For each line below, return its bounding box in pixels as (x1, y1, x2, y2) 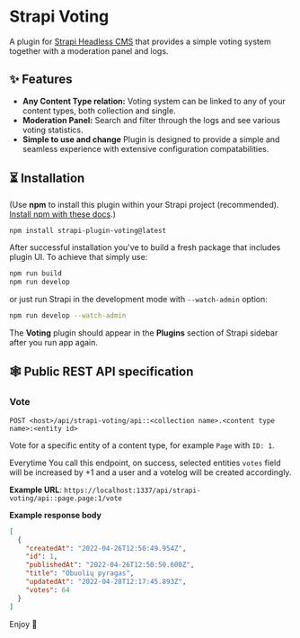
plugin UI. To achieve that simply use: (9, 252, 148, 263)
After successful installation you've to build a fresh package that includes (9, 242, 281, 253)
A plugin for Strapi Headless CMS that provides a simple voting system (9, 36, 271, 47)
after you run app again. (9, 337, 99, 348)
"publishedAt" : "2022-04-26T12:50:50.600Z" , (25, 561, 195, 570)
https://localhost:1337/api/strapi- (64, 486, 201, 495)
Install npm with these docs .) (9, 209, 117, 220)
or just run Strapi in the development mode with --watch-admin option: (9, 294, 268, 305)
